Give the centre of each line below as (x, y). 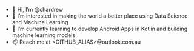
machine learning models (44, 35)
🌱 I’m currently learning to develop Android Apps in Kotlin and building (100, 29)
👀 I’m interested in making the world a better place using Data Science (100, 16)
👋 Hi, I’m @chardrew (38, 9)
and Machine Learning (40, 22)
